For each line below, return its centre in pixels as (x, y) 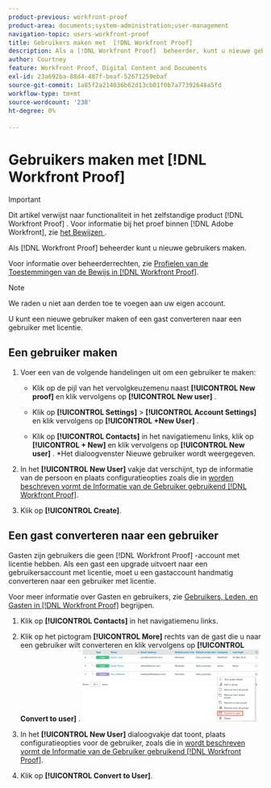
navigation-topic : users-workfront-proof (79, 34)
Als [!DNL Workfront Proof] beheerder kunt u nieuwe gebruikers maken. (128, 248)
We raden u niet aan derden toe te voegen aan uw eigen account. (117, 303)
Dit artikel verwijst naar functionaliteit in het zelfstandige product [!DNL (126, 215)
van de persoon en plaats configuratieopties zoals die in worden (127, 477)
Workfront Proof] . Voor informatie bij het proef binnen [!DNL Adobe (121, 224)
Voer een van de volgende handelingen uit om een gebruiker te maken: (138, 372)
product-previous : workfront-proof (68, 17)
